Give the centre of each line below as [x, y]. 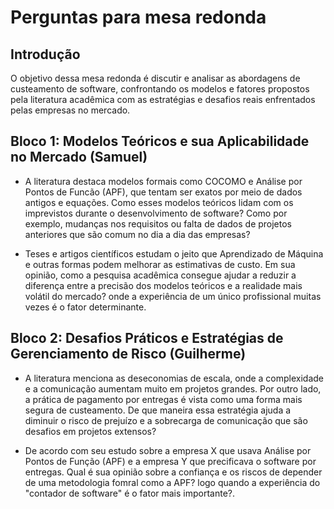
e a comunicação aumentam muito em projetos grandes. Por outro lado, [173, 388]
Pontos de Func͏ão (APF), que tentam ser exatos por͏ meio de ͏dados [163, 192]
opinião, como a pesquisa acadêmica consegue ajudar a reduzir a [160, 275]
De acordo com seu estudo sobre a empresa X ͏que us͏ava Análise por [168, 450]
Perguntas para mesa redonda [138, 17]
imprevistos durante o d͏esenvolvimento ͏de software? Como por [156, 213]
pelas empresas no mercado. [70, 110]
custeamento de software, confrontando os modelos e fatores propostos [160, 89]
